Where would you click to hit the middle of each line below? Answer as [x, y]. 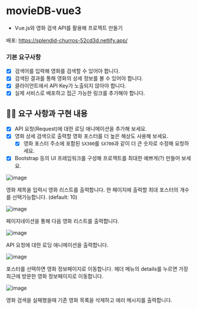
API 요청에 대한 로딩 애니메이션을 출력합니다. [57, 245]
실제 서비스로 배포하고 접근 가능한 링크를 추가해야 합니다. [80, 93]
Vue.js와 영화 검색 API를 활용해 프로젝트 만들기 [69, 28]
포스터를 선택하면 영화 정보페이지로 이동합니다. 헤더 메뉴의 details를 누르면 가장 [97, 268]
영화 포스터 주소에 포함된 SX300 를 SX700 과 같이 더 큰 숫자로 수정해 [98, 144]
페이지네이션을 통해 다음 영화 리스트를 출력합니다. [63, 221]
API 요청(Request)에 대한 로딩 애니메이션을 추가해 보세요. [81, 129]
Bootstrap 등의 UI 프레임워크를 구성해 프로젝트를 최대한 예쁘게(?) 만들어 [97, 158]
